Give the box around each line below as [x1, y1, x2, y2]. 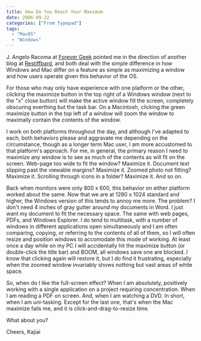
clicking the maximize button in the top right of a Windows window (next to [6, 91, 191, 98]
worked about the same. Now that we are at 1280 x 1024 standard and [6, 191, 180, 198]
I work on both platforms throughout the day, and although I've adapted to [6, 128, 190, 135]
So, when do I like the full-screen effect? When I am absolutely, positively [6, 280, 188, 286]
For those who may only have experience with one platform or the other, [6, 84, 185, 91]
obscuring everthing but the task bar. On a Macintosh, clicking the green [6, 104, 185, 110]
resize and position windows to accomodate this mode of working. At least [6, 236, 191, 243]
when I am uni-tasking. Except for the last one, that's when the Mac [6, 299, 173, 305]
